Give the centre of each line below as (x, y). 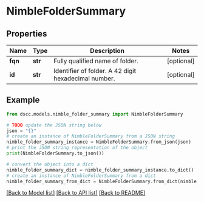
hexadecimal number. (84, 78)
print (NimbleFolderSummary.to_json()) (55, 153)
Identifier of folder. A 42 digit (95, 71)
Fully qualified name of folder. (96, 61)
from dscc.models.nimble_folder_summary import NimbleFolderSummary (95, 114)
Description (107, 51)
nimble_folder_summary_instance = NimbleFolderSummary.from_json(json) (99, 142)
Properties (27, 34)
